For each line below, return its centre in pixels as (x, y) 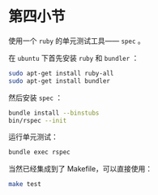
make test (25, 184)
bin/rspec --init (38, 120)
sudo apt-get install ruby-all (61, 73)
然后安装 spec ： (36, 97)
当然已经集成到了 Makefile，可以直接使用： (81, 169)
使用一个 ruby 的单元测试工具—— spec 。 (77, 41)
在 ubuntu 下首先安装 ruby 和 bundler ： (74, 58)
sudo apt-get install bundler (60, 81)
